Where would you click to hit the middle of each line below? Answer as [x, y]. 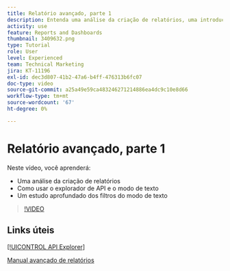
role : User [23, 52]
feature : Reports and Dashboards [55, 33]
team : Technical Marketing [46, 64]
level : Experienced [35, 58]
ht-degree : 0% [27, 109]
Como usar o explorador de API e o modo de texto [88, 188]
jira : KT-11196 [29, 70]
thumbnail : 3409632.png [41, 39]
